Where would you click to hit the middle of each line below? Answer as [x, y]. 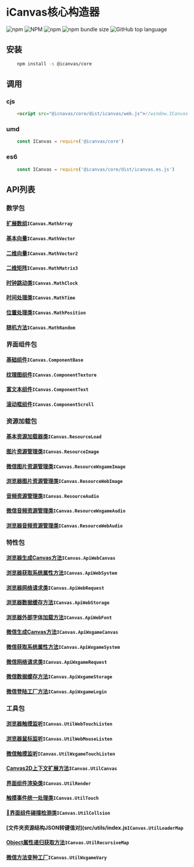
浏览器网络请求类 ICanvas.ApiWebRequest [55, 587]
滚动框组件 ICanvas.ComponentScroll [50, 404]
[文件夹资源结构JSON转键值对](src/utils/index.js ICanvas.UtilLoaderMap [95, 827]
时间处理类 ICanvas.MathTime [41, 298]
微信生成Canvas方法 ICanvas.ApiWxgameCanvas [62, 632]
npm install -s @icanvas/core [55, 64]
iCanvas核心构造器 [53, 12]
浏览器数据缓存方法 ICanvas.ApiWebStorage [58, 602]
